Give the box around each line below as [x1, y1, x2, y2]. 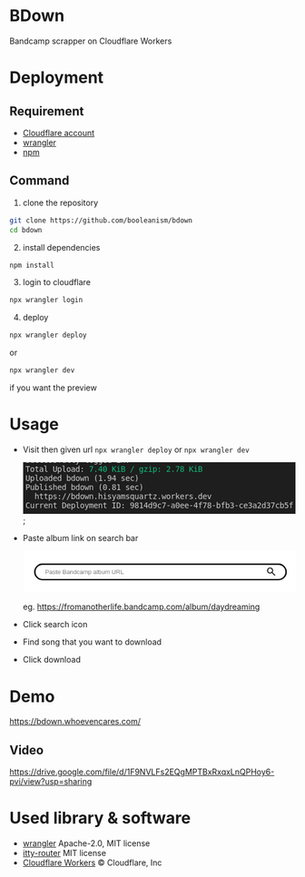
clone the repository [22, 197, 99, 208]
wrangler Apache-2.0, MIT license [22, 838, 151, 849]
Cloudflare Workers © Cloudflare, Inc [22, 857, 162, 868]
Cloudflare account [22, 127, 95, 138]
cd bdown [9, 225, 43, 234]
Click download [22, 655, 82, 665]
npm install [9, 261, 54, 270]
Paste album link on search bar [22, 532, 139, 543]
